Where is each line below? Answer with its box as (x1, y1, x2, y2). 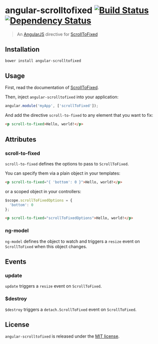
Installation (5, 45, 40, 54)
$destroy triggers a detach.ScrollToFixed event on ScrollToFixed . (5, 307, 137, 312)
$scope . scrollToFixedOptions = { (5, 198, 73, 203)
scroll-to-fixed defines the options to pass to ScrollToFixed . (5, 161, 129, 166)
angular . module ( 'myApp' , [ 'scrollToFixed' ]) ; (5, 104, 98, 109)
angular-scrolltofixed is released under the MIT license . (5, 333, 120, 339)
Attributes (5, 135, 36, 144)
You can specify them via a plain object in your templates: (5, 170, 121, 176)
